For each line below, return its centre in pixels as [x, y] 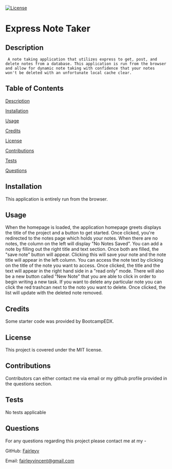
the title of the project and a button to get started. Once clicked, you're [80, 233]
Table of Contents [35, 89]
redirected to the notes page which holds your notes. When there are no [82, 238]
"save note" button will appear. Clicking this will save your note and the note [86, 255]
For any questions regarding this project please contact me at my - [76, 441]
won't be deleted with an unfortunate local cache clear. [69, 73]
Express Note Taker [48, 29]
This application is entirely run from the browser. [56, 199]
